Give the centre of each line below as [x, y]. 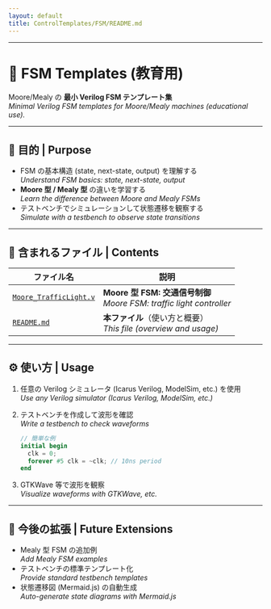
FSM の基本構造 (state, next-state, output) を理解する [108, 171]
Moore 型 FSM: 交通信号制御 [157, 293]
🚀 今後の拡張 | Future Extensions [91, 529]
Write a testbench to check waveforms [84, 423]
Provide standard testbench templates [84, 577]
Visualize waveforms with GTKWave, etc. [88, 494]
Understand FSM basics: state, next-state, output [102, 180]
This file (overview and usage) [161, 329]
